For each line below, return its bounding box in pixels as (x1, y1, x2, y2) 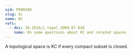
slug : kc (5, 12, 23, 17)
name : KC (5, 16, 23, 21)
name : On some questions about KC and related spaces (14, 30, 127, 35)
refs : (5, 21, 16, 26)
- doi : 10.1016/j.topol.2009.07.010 (9, 26, 85, 30)
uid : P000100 (5, 7, 32, 12)
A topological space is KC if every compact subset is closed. (5, 44, 128, 49)
